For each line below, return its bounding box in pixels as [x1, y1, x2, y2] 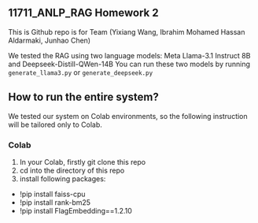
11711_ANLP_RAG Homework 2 [8, 6, 159, 20]
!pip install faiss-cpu [19, 189, 86, 199]
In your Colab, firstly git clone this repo [19, 157, 146, 166]
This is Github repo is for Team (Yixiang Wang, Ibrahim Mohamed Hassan [8, 27, 245, 36]
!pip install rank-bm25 [19, 197, 91, 207]
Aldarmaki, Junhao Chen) [8, 35, 91, 45]
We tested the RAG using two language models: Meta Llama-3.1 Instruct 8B [8, 50, 251, 60]
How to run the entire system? [8, 91, 159, 104]
